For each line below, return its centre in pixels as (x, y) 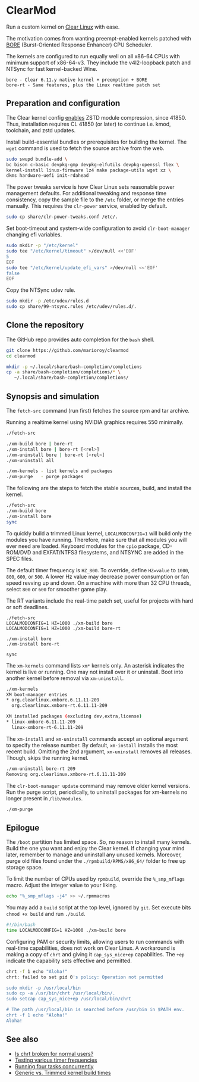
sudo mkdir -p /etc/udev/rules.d (48, 301)
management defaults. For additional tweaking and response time (86, 194)
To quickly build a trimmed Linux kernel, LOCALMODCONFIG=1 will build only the (99, 533)
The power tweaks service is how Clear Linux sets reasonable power (91, 187)
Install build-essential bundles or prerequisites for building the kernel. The (97, 142)
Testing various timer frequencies (56, 1060)
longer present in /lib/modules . (45, 798)
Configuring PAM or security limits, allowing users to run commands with (95, 941)
